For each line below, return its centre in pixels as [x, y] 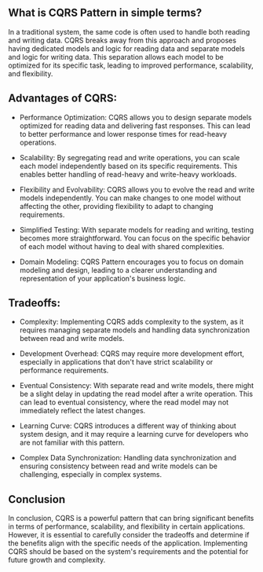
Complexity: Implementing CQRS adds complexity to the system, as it [131, 322]
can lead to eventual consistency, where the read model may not [124, 402]
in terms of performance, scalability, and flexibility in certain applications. [127, 526]
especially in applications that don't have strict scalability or [116, 362]
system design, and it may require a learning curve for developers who [134, 434]
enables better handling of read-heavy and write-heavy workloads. [128, 174]
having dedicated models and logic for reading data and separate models [127, 48]
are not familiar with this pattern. [72, 442]
